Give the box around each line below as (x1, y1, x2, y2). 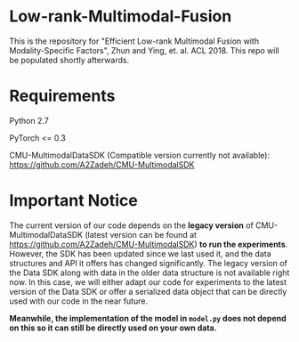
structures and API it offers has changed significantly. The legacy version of (9, 257, 287, 268)
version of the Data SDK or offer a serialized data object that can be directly (9, 286, 287, 297)
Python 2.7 (9, 115, 49, 126)
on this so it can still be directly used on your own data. (9, 322, 217, 333)
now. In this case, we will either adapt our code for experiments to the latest (9, 276, 287, 287)
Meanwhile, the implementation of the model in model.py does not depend (9, 313, 287, 323)
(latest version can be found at (84, 229, 198, 240)
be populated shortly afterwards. (9, 54, 130, 65)
